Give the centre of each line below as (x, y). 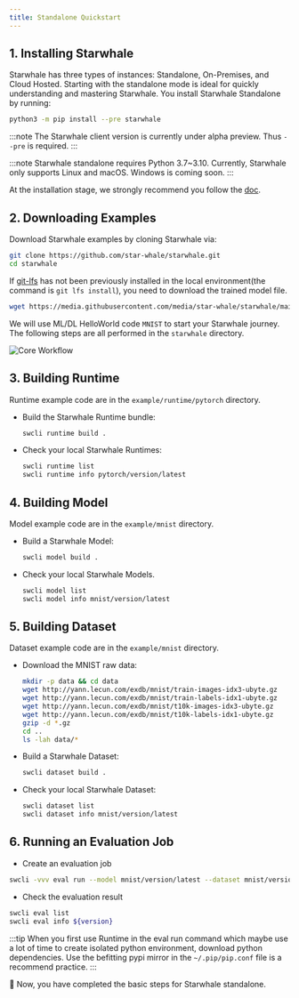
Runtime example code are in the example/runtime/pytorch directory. (135, 399)
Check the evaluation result (72, 897)
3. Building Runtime (65, 378)
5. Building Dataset (63, 627)
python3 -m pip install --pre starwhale (85, 120)
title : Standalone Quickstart (65, 17)
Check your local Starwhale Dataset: (89, 790)
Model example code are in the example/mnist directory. (112, 524)
